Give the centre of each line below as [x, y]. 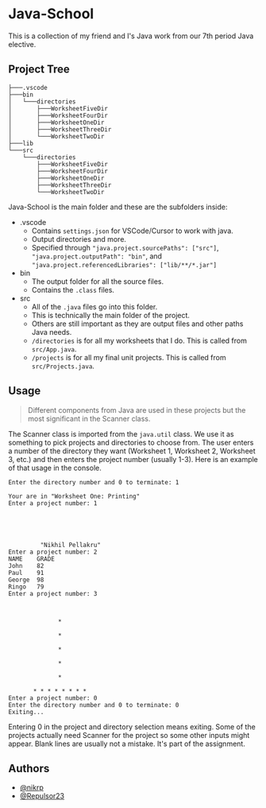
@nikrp [31, 787]
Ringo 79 [26, 587]
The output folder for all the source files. [98, 281]
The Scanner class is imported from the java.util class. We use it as [121, 433]
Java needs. [52, 332]
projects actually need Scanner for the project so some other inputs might [129, 735]
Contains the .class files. [73, 289]
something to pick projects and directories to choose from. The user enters [131, 442]
